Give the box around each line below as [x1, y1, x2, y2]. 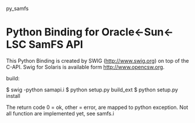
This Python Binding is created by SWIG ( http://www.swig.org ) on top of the [6, 57, 189, 64]
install [6, 92, 20, 99]
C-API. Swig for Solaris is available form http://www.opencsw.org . [6, 63, 165, 70]
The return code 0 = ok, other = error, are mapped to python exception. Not [6, 104, 189, 111]
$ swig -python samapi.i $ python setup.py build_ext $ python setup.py [6, 86, 179, 93]
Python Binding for [6, 26, 100, 39]
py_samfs [6, 5, 29, 12]
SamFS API [28, 38, 83, 52]
